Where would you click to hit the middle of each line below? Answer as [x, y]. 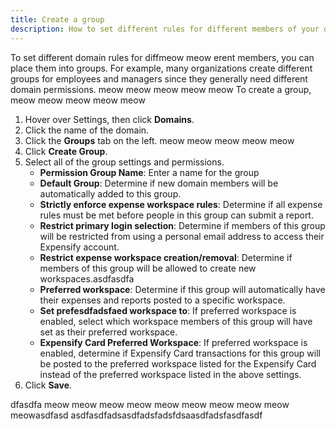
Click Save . [48, 385]
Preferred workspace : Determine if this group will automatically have [182, 289]
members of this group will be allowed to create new [148, 268]
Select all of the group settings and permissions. [124, 162]
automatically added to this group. [110, 193]
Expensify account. [79, 247]
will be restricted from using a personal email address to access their [182, 236]
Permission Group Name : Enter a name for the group [149, 172]
